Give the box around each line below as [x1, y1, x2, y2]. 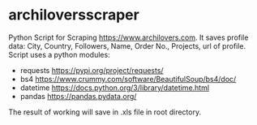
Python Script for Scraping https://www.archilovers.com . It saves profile [8, 32, 249, 42]
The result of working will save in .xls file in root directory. [8, 107, 201, 117]
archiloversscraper [8, 6, 139, 24]
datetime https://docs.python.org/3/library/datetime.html [19, 83, 209, 93]
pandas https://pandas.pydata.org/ [19, 91, 137, 101]
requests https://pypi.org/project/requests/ [19, 65, 164, 75]
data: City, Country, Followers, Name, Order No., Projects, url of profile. [8, 41, 246, 50]
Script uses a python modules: [8, 50, 111, 59]
